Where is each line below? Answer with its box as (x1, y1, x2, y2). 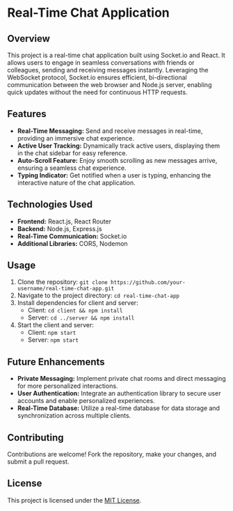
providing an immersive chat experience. (17, 134, 134, 142)
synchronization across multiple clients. (17, 411, 131, 420)
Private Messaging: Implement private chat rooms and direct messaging (17, 375, 226, 383)
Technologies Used (7, 198, 93, 210)
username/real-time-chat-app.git (17, 285, 115, 292)
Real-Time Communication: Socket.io (17, 232, 127, 240)
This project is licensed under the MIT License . (7, 496, 142, 504)
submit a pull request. (7, 457, 70, 466)
